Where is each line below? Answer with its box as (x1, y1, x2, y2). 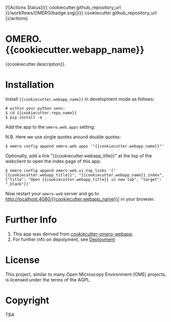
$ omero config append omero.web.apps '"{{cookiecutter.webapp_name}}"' (5, 144, 164, 149)
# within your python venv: (5, 106, 66, 111)
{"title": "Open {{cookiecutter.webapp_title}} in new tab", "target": (5, 177, 162, 182)
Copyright (5, 294, 50, 306)
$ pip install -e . (5, 115, 47, 120)
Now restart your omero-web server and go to (5, 190, 99, 196)
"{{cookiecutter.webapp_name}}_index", (79, 172, 164, 177)
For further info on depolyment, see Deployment (12, 236, 116, 243)
